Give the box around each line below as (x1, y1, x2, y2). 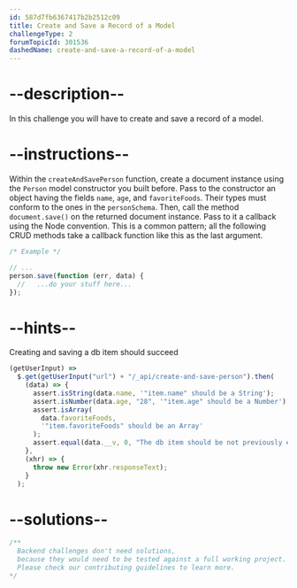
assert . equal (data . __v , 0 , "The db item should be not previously (32, 438, 283, 447)
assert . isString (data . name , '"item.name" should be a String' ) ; (32, 389, 275, 398)
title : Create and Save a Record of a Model (9, 21, 176, 30)
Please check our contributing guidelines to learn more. (17, 563, 236, 572)
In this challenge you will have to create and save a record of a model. (9, 113, 263, 124)
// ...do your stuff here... (17, 280, 133, 289)
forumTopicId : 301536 (9, 37, 89, 47)
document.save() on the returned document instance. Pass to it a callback (9, 212, 277, 221)
